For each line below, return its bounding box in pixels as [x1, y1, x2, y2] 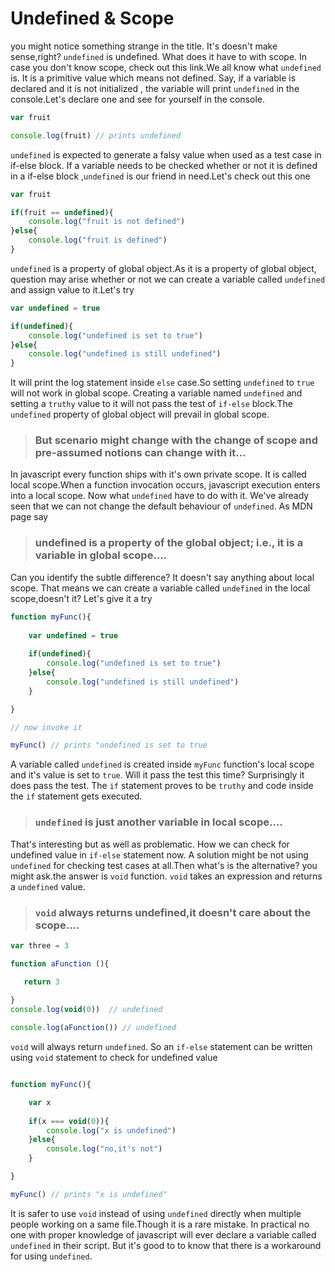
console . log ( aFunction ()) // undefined [10, 1023, 177, 1033]
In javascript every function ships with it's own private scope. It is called [10, 468, 307, 481]
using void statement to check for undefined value [10, 1052, 218, 1063]
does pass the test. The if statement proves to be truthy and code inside [10, 780, 314, 792]
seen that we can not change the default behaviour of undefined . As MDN [10, 500, 313, 512]
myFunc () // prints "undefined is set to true [10, 740, 208, 751]
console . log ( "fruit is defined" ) [28, 235, 168, 246]
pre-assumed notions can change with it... [34, 446, 247, 460]
